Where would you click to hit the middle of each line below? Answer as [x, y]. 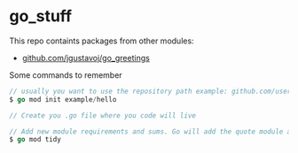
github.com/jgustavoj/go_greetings [86, 57]
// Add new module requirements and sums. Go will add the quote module [146, 131]
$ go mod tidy [35, 140]
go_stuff [41, 16]
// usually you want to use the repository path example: [118, 91]
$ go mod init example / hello [63, 99]
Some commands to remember [66, 75]
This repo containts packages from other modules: [102, 41]
